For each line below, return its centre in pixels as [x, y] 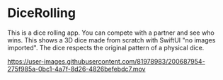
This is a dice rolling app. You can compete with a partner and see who [111, 33]
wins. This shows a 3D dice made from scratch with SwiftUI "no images [111, 40]
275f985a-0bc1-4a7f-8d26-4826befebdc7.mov [76, 69]
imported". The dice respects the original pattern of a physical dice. [106, 47]
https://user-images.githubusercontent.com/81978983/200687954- [106, 61]
